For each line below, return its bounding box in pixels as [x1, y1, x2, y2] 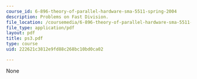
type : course [6, 41, 38, 47]
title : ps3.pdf [6, 35, 43, 41]
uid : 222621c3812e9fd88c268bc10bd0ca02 [6, 46, 104, 52]
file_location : [6, 19, 43, 25]
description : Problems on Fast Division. [6, 14, 109, 20]
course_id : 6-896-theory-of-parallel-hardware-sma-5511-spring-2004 [6, 8, 177, 15]
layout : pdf [6, 30, 35, 36]
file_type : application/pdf [6, 24, 75, 31]
